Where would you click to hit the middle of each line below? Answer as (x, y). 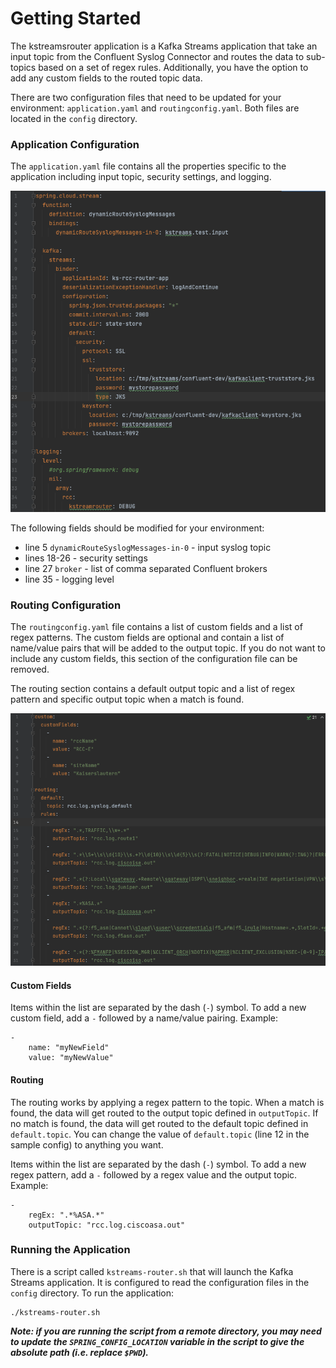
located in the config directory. (74, 118)
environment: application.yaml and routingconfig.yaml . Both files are (155, 108)
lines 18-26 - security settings (86, 558)
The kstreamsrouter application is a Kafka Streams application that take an (164, 46)
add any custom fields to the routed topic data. (106, 78)
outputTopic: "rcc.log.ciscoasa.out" (107, 1225)
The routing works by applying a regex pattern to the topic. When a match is (167, 1102)
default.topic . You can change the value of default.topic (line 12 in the (160, 1134)
